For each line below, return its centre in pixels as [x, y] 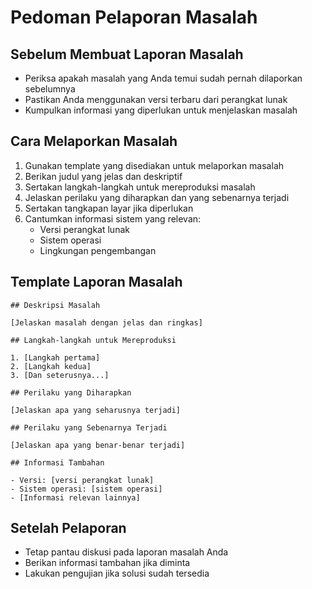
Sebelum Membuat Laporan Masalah [127, 54]
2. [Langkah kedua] [51, 366]
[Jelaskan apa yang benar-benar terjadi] [98, 445]
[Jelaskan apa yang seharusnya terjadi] [96, 410]
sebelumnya [50, 89]
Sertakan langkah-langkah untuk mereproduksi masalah [140, 187]
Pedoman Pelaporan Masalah [134, 17]
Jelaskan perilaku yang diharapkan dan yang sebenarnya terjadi [157, 197]
